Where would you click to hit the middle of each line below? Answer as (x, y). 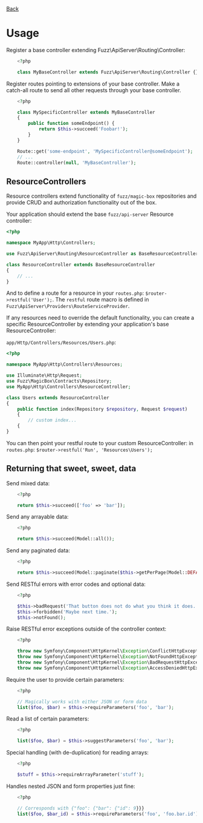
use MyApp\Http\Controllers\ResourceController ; (69, 387)
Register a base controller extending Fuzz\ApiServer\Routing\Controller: (96, 50)
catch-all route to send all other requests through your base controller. (94, 90)
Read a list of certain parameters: (48, 719)
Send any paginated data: (38, 551)
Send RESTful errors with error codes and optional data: (76, 584)
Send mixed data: (28, 483)
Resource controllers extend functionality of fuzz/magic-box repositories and (101, 196)
